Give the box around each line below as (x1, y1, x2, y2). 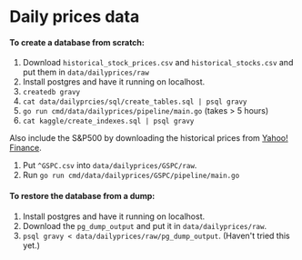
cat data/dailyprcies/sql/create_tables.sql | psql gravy (22, 97, 247, 106)
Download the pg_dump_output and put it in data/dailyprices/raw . (22, 220, 267, 231)
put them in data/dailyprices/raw (22, 66, 150, 78)
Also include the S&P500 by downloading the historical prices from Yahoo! (9, 133, 288, 144)
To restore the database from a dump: (9, 190, 156, 201)
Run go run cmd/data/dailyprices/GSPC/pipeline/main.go (22, 170, 240, 181)
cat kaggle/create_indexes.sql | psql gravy (22, 116, 195, 126)
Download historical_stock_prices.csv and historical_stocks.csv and (22, 57, 294, 68)
